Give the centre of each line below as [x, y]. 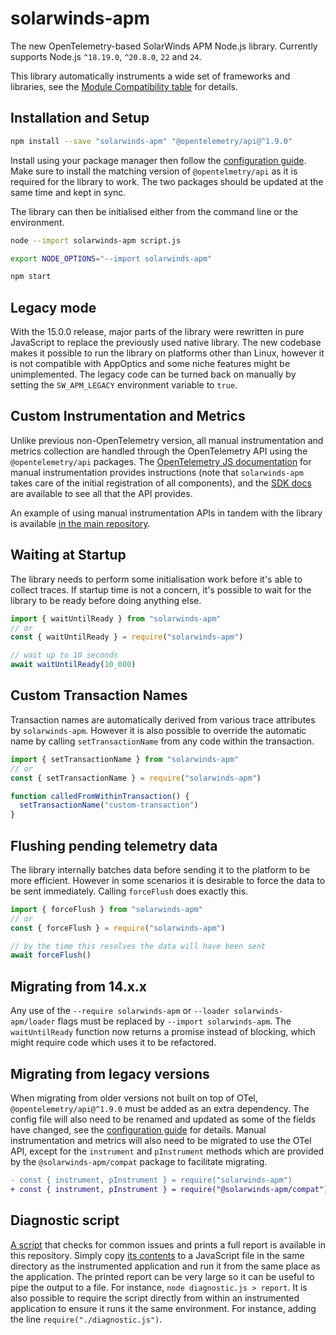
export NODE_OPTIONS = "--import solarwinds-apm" [111, 258]
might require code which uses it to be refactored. [113, 1043]
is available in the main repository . [80, 523]
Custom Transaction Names [99, 695]
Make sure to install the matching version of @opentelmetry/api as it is [154, 171]
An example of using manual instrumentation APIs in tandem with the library [166, 513]
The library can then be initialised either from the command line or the [154, 211]
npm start [31, 277]
